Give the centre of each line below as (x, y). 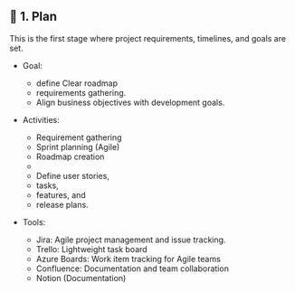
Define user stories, (73, 175)
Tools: (34, 221)
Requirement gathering (79, 137)
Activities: (41, 119)
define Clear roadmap (76, 83)
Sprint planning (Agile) (78, 146)
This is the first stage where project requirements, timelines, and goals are (148, 38)
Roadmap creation (70, 156)
